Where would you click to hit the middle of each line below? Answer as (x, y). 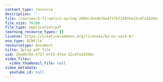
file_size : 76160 (23, 23)
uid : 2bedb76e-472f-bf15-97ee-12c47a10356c (50, 54)
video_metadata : (21, 68)
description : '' (21, 14)
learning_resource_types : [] (34, 32)
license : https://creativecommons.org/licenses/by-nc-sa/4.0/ (69, 37)
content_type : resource (29, 9)
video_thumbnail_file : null (38, 63)
